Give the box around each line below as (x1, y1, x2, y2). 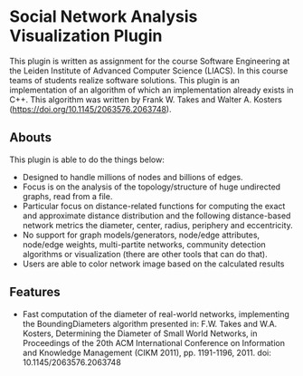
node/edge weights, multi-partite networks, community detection (22, 238, 267, 250)
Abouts (9, 130, 52, 146)
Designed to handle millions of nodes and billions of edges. (22, 171, 243, 182)
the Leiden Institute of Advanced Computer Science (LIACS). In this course (9, 65, 289, 76)
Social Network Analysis (9, 6, 198, 27)
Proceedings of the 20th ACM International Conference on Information (22, 337, 286, 348)
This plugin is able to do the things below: (9, 154, 165, 165)
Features (9, 284, 61, 300)
